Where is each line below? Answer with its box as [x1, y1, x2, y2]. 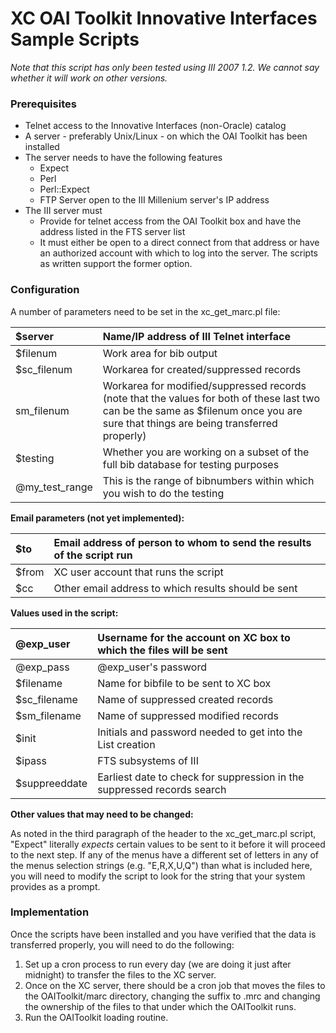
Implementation [10, 905, 90, 919]
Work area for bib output [102, 346, 218, 360]
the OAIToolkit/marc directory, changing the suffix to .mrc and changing [24, 990, 321, 1002]
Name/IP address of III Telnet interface [102, 329, 291, 343]
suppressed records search [97, 782, 227, 796]
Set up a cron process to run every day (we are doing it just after [24, 958, 292, 970]
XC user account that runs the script [53, 565, 224, 579]
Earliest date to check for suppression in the [97, 770, 305, 784]
